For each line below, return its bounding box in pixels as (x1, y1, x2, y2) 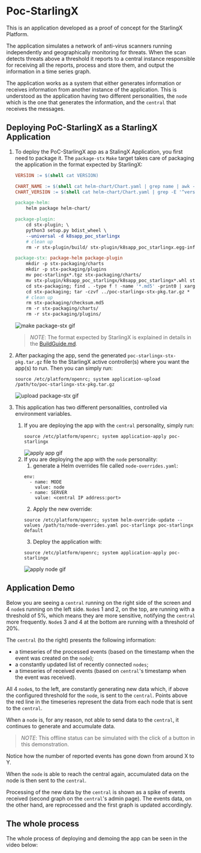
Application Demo (6, 583, 75, 593)
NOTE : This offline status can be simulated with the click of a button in (20, 734, 195, 742)
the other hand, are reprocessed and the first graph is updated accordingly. (6, 801, 193, 808)
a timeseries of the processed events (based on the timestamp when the (14, 648, 195, 655)
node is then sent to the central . (6, 776, 87, 784)
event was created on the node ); (14, 654, 94, 661)
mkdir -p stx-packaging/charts (26, 261, 104, 267)
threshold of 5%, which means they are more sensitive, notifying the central (6, 611, 196, 619)
